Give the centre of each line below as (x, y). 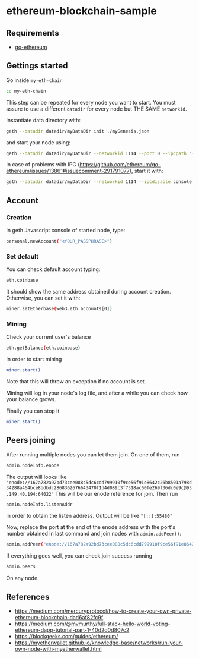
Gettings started (37, 66)
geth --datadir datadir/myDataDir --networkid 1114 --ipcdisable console (99, 182)
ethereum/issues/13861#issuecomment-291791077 (68, 171)
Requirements (33, 33)
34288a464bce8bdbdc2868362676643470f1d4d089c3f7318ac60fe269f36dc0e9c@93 (99, 488)
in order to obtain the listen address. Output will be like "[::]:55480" (89, 516)
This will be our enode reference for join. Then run (117, 493)
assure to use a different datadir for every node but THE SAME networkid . (97, 109)
